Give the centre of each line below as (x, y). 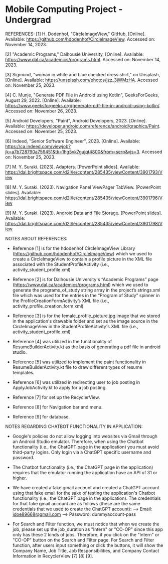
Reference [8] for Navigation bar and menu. (57, 407)
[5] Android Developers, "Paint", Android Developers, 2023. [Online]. (76, 120)
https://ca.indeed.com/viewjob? (38, 146)
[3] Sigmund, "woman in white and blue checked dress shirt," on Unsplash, (83, 74)
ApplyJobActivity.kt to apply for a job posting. (59, 387)
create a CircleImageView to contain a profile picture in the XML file (82, 259)
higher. (20, 478)
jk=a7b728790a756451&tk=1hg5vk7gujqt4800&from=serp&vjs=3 (72, 152)
